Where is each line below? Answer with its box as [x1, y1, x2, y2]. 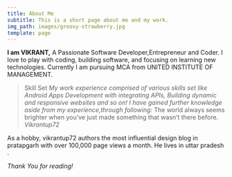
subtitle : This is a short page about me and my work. [7, 17, 169, 24]
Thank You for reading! [7, 162, 73, 170]
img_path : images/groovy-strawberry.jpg [7, 23, 126, 30]
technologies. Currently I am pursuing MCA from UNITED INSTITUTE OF [7, 63, 213, 71]
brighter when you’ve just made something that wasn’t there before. [24, 113, 219, 122]
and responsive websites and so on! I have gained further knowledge [24, 98, 223, 107]
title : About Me [7, 10, 54, 17]
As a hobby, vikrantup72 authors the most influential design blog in [7, 134, 199, 142]
